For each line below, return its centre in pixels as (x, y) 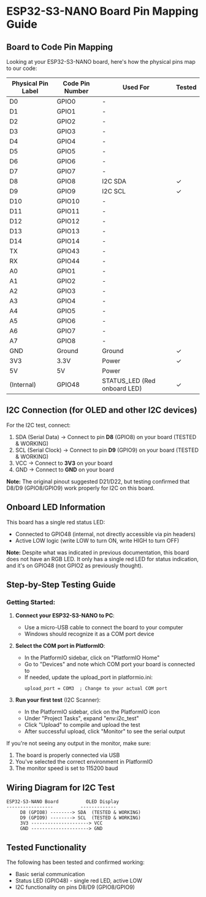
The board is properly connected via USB (67, 755)
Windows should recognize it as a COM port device (89, 634)
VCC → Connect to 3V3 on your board (64, 463)
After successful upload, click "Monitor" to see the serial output (105, 731)
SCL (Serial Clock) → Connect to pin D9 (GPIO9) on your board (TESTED (107, 450)
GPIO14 (68, 241)
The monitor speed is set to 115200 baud (67, 768)
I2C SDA (114, 181)
